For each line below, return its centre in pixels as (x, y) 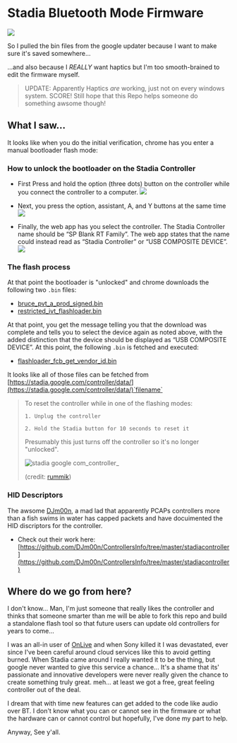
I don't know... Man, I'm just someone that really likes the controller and (111, 609)
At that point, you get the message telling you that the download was (107, 325)
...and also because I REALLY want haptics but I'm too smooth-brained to (114, 67)
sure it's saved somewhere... (49, 53)
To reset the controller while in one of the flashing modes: (108, 404)
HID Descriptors (35, 495)
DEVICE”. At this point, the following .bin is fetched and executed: (103, 347)
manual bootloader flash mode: (53, 150)
